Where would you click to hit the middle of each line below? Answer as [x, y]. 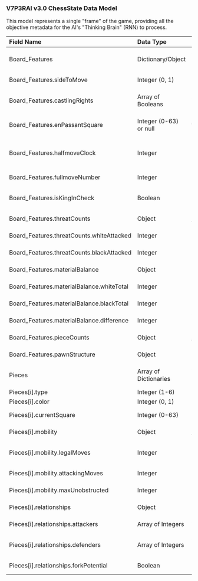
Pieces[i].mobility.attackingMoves [56, 474]
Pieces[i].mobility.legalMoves [50, 453]
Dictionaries [154, 379]
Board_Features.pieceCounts [49, 338]
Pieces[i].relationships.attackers [54, 524]
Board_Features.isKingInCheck [52, 198]
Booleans [150, 105]
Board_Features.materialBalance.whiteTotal [69, 286]
